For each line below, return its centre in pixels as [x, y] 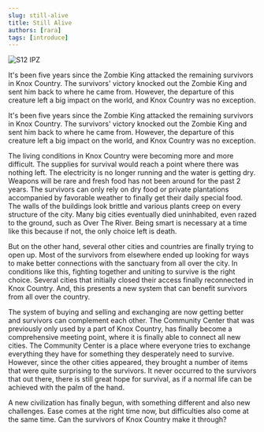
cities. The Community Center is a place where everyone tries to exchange [129, 346]
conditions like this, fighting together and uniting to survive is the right [122, 272]
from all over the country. [49, 297]
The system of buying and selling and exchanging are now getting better [126, 312]
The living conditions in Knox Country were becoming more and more [121, 156]
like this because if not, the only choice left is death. [93, 231]
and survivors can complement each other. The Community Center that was [131, 321]
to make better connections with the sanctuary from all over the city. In [123, 263]
